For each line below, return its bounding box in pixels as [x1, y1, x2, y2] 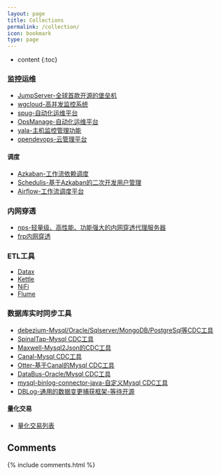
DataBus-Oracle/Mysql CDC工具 [17, 369, 111, 378]
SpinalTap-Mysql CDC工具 [17, 334, 94, 343]
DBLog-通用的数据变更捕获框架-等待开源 [17, 387, 135, 395]
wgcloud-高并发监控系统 [17, 100, 89, 108]
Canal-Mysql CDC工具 [17, 352, 83, 360]
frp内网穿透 [17, 232, 51, 240]
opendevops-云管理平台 [17, 135, 87, 143]
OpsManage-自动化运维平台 [17, 118, 99, 126]
